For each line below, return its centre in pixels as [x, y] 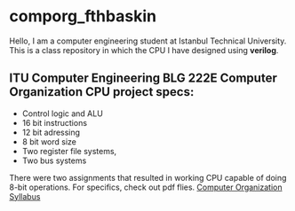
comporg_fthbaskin [83, 16]
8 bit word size [49, 141]
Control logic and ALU [63, 113]
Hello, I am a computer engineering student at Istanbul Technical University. [148, 41]
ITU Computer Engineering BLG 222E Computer [143, 78]
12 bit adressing [51, 132]
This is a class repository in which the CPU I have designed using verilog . [144, 50]
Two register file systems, [69, 151]
